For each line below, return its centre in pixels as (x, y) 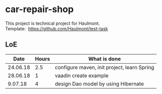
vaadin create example (82, 75)
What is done (105, 59)
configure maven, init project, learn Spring (105, 67)
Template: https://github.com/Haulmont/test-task (57, 28)
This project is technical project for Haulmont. (53, 23)
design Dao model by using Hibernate (100, 83)
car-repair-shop (39, 9)
